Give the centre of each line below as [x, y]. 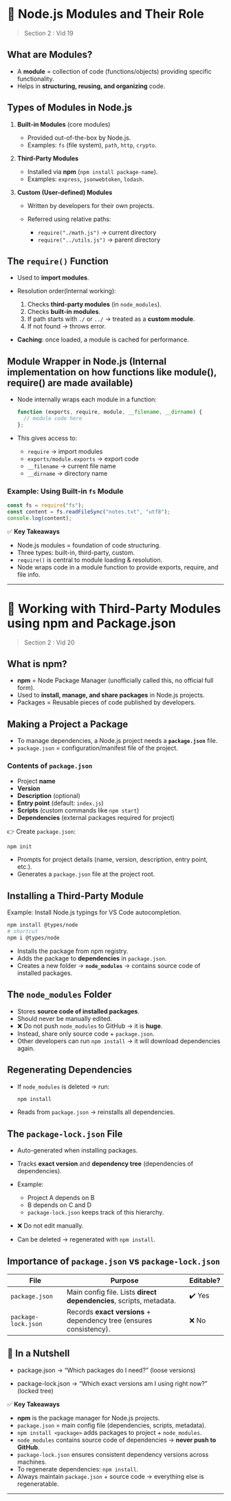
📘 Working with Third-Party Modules [114, 608]
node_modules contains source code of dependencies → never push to [117, 1440]
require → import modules [65, 451]
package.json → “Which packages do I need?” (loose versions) [106, 1370]
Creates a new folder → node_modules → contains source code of [109, 965]
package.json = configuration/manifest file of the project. [98, 748]
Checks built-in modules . [64, 312]
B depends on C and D [59, 1205]
